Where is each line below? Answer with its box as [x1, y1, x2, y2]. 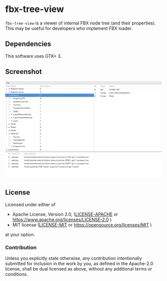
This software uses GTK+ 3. [5, 53, 62, 59]
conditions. [5, 271, 28, 278]
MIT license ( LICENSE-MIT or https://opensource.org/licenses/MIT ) [12, 222, 152, 228]
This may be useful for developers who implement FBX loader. [5, 25, 133, 31]
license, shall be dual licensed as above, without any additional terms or [5, 266, 153, 272]
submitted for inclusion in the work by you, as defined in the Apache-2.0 [5, 261, 153, 267]
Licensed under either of [5, 201, 56, 208]
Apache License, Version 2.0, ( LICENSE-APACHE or [12, 211, 118, 217]
